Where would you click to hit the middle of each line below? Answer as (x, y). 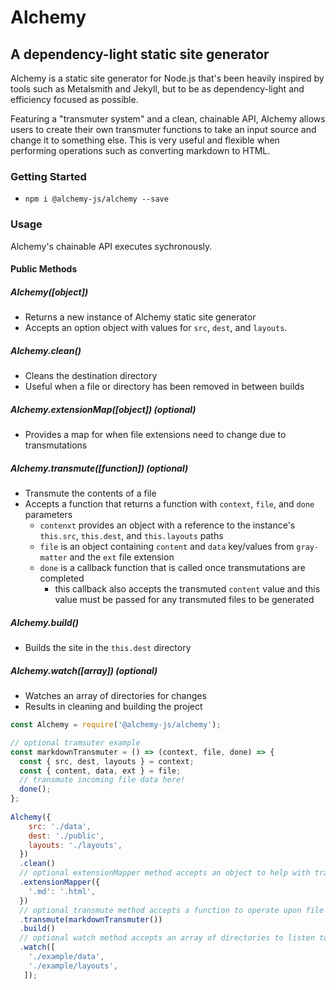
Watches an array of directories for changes (115, 695)
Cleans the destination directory (91, 376)
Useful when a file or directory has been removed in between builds (164, 387)
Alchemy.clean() (46, 350)
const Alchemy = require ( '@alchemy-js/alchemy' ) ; (116, 725)
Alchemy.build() (45, 622)
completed (62, 578)
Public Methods (44, 269)
